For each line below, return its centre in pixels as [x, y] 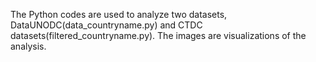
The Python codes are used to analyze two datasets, [119, 14]
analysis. [28, 46]
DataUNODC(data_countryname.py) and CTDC [106, 25]
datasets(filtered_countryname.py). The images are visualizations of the [158, 35]
